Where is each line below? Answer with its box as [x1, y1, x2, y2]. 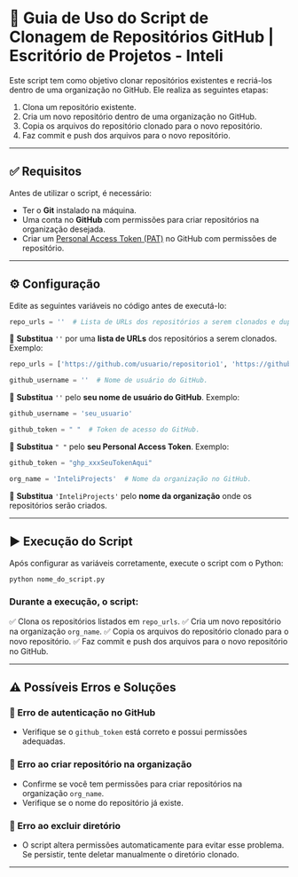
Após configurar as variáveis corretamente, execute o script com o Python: [9, 557, 284, 568]
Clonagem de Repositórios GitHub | [9, 27, 275, 47]
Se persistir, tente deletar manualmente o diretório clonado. [21, 849, 239, 859]
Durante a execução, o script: [9, 596, 139, 608]
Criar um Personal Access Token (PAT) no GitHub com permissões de [21, 233, 278, 243]
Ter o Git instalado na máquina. [21, 204, 137, 216]
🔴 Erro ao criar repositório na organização [9, 758, 192, 770]
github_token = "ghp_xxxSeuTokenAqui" [9, 458, 153, 467]
